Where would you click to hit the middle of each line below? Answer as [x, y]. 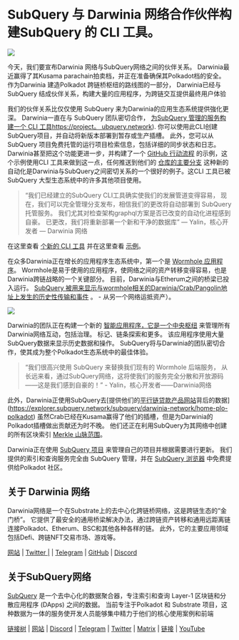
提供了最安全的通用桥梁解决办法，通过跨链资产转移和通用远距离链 [134, 519]
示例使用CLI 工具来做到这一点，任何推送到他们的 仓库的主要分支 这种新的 [121, 162]
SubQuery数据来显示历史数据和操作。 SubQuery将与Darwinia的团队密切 [113, 343]
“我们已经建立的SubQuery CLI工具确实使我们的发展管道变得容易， [122, 195]
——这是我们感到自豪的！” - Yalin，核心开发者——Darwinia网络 [118, 385]
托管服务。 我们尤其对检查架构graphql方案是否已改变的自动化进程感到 [128, 213]
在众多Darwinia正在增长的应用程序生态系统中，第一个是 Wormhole [105, 261]
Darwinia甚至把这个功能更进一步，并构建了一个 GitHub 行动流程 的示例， [115, 153]
